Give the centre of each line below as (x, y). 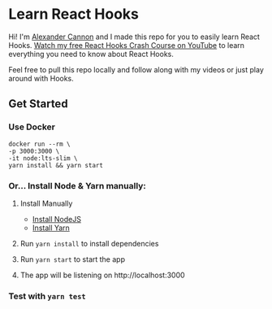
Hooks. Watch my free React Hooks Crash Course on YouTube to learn (127, 45)
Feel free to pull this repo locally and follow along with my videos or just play (136, 69)
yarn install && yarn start (56, 165)
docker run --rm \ (39, 144)
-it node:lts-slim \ (43, 158)
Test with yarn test (47, 296)
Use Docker (32, 127)
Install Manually (46, 203)
